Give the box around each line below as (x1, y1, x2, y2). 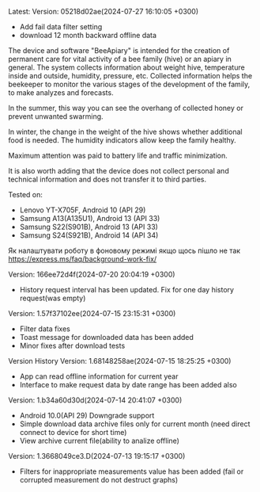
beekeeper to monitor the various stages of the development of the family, (8, 79, 251, 89)
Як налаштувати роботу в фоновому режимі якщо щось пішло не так (8, 246, 241, 255)
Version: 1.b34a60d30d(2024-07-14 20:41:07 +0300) (8, 395, 183, 405)
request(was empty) (19, 293, 86, 303)
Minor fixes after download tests (19, 341, 126, 350)
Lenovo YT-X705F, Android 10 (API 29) (19, 205, 146, 215)
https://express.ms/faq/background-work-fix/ (8, 254, 157, 264)
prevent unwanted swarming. (8, 112, 104, 121)
